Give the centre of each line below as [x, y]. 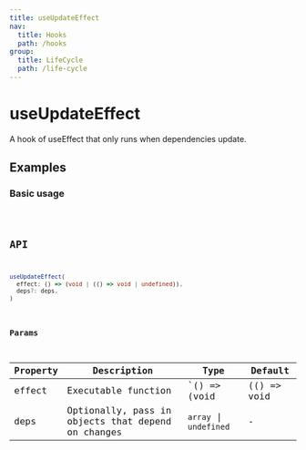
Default [270, 370]
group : [22, 52]
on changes [95, 432]
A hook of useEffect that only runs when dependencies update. [128, 138]
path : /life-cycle [53, 69]
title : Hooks [42, 35]
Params [24, 333]
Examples [38, 168]
